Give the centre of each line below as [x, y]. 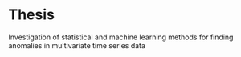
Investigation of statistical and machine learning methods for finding [121, 37]
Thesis [31, 15]
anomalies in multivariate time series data [77, 45]
